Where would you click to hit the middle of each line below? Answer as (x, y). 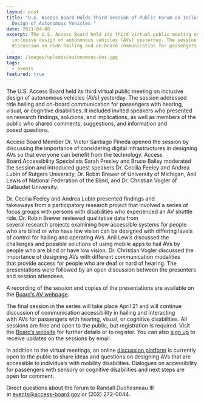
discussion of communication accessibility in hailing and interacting (91, 313)
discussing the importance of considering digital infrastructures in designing (102, 148)
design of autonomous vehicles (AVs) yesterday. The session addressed (97, 98)
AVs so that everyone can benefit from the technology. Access (84, 155)
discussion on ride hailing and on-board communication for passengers (104, 46)
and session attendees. (36, 276)
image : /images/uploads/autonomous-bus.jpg (62, 57)
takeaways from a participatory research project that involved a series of (97, 205)
